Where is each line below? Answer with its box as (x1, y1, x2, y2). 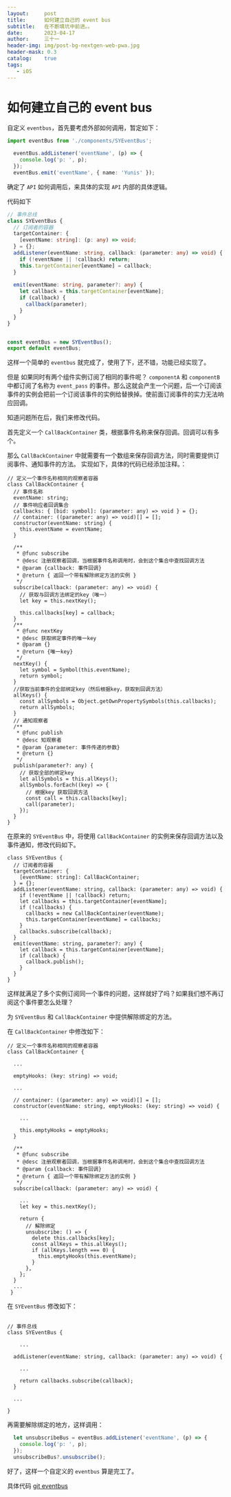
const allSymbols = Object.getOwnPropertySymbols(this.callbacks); (19, 698, 217, 705)
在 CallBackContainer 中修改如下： (7, 1027, 105, 1035)
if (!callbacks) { (19, 904, 72, 911)
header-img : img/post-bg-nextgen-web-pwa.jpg (7, 42, 140, 49)
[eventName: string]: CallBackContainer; (19, 874, 140, 881)
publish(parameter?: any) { (13, 762, 94, 769)
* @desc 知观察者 (16, 737, 62, 744)
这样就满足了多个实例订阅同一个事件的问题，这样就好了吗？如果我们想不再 (7, 989, 218, 998)
